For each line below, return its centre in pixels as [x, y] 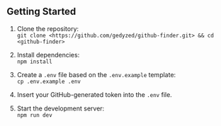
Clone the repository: [48, 28]
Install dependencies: [48, 55]
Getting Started [41, 12]
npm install [34, 62]
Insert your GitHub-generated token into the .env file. [95, 94]
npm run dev [34, 115]
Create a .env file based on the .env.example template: [96, 74]
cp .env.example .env [49, 81]
